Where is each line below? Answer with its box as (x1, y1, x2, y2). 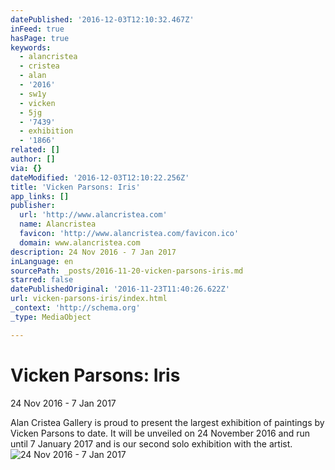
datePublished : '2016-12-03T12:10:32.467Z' (10, 14, 195, 25)
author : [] (10, 154, 56, 164)
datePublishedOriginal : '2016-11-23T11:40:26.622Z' (10, 284, 230, 295)
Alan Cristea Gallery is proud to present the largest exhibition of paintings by (10, 416, 325, 428)
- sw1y (19, 89, 47, 99)
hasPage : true (10, 33, 70, 43)
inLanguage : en (10, 256, 74, 266)
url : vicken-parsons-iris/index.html (10, 294, 168, 304)
